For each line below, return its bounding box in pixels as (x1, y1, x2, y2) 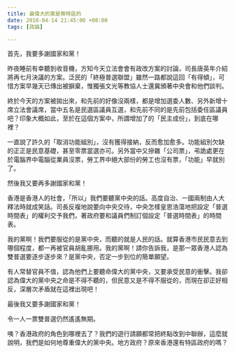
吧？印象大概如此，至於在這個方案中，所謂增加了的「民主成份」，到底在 (7, 114, 213, 123)
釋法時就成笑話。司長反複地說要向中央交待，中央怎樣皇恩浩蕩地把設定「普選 (7, 202, 228, 211)
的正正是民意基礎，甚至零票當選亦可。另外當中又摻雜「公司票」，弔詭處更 (7, 146, 219, 155)
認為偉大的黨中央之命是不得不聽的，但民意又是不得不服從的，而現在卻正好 (7, 276, 222, 284)
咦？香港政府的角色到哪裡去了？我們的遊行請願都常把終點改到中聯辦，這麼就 (7, 330, 228, 338)
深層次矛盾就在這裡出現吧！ (19, 285, 99, 293)
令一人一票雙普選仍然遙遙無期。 (7, 314, 99, 323)
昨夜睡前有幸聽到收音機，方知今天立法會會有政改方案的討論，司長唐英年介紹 (7, 64, 228, 73)
